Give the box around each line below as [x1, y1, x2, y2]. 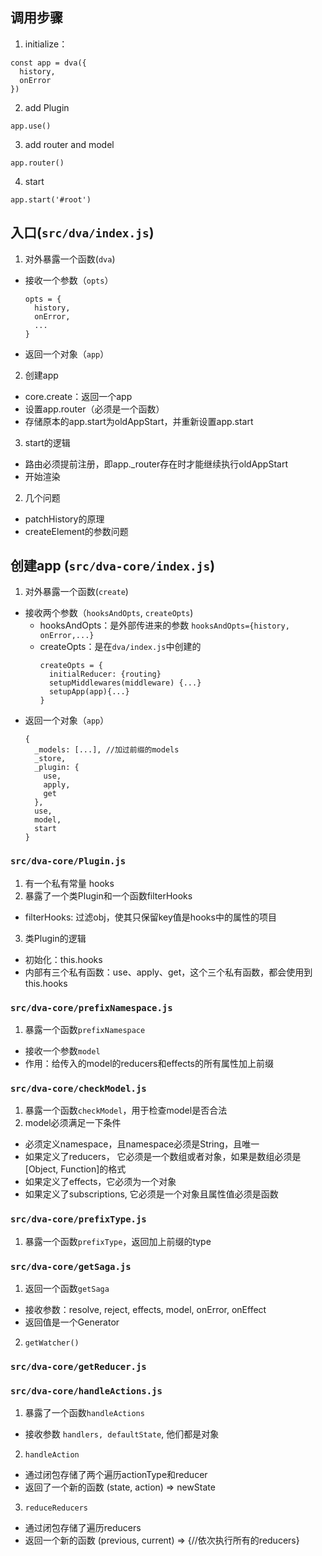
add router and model [24, 138, 115, 150]
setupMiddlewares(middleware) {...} [48, 678, 202, 688]
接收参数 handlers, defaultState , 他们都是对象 [24, 1428, 220, 1440]
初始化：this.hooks [24, 953, 103, 965]
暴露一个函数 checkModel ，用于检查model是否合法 [24, 1104, 228, 1117]
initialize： [24, 38, 68, 50]
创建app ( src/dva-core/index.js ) [10, 558, 216, 575]
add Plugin [24, 101, 70, 113]
